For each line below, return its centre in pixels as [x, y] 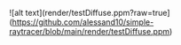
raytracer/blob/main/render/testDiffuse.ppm [90, 31]
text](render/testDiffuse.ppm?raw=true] [98, 13]
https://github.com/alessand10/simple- [83, 22]
